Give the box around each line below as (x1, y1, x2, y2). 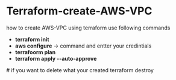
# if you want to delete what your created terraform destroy (6, 66, 154, 73)
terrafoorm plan (14, 48, 56, 55)
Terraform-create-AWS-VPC (6, 4, 152, 18)
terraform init (14, 35, 49, 43)
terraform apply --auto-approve (14, 55, 97, 62)
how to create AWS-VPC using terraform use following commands (6, 24, 171, 31)
